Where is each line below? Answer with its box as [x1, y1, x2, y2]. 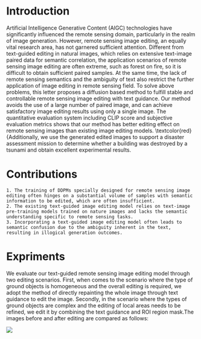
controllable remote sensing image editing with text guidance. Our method [6, 95, 191, 102]
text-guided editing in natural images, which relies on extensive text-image [6, 50, 192, 57]
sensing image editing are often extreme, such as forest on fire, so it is [6, 62, 182, 70]
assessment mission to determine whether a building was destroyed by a [6, 140, 188, 147]
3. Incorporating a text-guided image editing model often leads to [6, 219, 182, 225]
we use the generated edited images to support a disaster [40, 133, 185, 140]
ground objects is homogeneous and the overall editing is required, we [6, 282, 182, 289]
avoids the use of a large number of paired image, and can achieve [6, 101, 173, 108]
